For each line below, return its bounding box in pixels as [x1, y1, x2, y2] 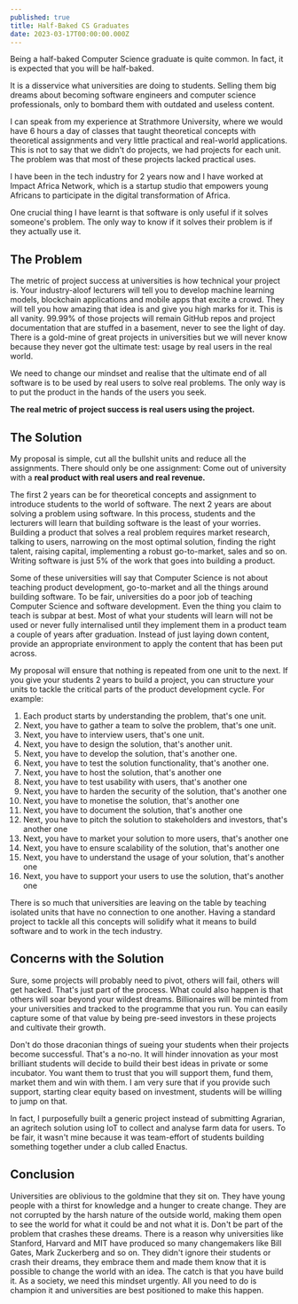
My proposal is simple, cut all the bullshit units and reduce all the [10, 453, 247, 464]
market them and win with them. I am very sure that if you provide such [10, 1077, 271, 1088]
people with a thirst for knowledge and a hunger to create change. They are [10, 1199, 286, 1211]
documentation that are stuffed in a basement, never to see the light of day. [10, 323, 286, 334]
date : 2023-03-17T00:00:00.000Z [10, 29, 129, 38]
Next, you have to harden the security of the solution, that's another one [22, 786, 287, 797]
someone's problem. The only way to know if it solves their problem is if [10, 216, 273, 227]
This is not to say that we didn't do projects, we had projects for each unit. [10, 145, 282, 155]
